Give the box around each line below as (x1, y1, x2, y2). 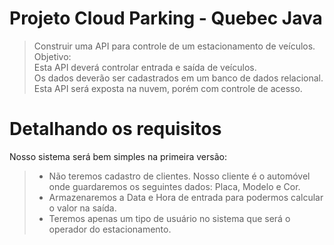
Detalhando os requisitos (9, 118, 222, 141)
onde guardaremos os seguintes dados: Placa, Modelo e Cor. (48, 180, 301, 192)
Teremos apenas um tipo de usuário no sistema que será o (48, 212, 291, 224)
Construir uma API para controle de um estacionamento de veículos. (33, 40, 316, 52)
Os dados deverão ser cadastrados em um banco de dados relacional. (33, 72, 324, 84)
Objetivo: (33, 50, 72, 62)
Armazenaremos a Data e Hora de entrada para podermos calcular (48, 191, 324, 203)
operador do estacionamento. (48, 223, 172, 235)
